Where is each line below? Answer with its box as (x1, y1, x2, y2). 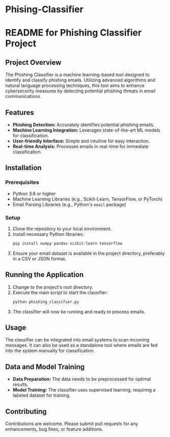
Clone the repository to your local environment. (12, 226, 112, 232)
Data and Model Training (5, 362, 85, 371)
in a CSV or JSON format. (12, 255, 67, 261)
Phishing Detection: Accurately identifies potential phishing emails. (12, 122, 155, 128)
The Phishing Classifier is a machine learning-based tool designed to (5, 71, 150, 78)
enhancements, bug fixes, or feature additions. (5, 426, 103, 432)
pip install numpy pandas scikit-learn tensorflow (12, 241, 123, 246)
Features (5, 108, 34, 117)
